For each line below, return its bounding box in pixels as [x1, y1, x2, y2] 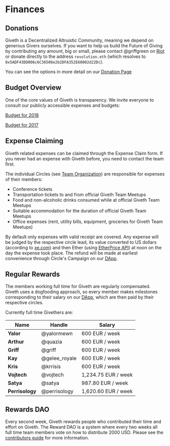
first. [5, 161, 15, 167]
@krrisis [41, 363, 61, 370]
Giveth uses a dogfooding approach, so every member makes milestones [5, 289, 158, 295]
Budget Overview [5, 83, 62, 92]
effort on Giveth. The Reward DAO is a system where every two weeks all [5, 424, 158, 430]
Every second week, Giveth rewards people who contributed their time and [5, 419, 161, 425]
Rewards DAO [5, 405, 50, 413]
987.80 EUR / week [81, 379, 128, 387]
